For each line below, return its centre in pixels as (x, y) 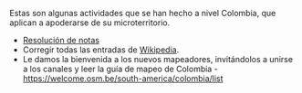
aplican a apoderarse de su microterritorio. (90, 23)
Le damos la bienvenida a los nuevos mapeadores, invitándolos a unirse (158, 59)
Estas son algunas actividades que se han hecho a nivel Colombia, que (143, 13)
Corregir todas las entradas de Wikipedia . (101, 50)
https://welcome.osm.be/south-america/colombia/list (123, 79)
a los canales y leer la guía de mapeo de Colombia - (120, 69)
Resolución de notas (61, 40)
